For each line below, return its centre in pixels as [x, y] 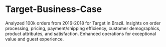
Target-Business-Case [53, 9]
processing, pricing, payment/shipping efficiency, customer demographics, [83, 28]
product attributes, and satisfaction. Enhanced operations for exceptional [81, 33]
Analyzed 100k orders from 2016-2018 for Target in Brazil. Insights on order [83, 23]
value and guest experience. [35, 39]
